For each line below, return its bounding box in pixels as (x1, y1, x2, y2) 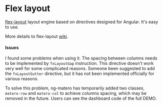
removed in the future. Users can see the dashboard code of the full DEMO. (5, 95, 157, 102)
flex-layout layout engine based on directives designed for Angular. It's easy (5, 19, 159, 25)
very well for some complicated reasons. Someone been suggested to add (5, 66, 155, 72)
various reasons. (5, 76, 39, 82)
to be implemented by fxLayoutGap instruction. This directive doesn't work (5, 60, 154, 66)
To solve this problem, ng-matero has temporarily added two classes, (5, 85, 145, 91)
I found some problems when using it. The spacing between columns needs (5, 55, 158, 61)
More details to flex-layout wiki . (5, 33, 68, 39)
